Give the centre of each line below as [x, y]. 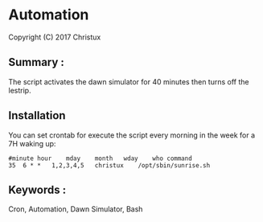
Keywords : [37, 189]
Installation [37, 115]
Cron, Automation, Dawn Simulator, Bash [76, 209]
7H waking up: [32, 143]
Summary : [36, 62]
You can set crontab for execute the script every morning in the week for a [132, 135]
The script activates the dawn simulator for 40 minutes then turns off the [129, 81]
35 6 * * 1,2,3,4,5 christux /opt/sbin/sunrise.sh [109, 165]
